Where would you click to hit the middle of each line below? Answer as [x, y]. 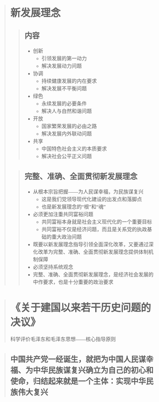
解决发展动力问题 [62, 66]
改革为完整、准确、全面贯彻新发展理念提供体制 [93, 252]
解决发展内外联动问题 [67, 134]
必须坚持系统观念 [53, 267]
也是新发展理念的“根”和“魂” [74, 207]
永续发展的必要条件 [64, 104]
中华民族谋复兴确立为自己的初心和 [93, 370]
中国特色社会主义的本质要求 [74, 149]
